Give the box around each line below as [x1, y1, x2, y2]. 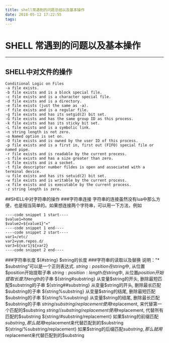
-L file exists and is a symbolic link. [5, 125, 92, 131]
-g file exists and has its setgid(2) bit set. [5, 112, 107, 117]
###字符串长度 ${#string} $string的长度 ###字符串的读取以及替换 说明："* [5, 257, 160, 263]
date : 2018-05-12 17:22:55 [5, 12, 62, 17]
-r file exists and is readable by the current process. [5, 152, 127, 157]
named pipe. [5, 147, 30, 152]
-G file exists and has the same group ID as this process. [5, 117, 134, 122]
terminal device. [5, 169, 42, 174]
